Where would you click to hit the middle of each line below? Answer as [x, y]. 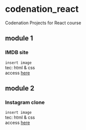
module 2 [20, 88]
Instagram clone [25, 102]
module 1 [19, 38]
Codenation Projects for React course [43, 23]
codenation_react [42, 9]
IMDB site [17, 52]
